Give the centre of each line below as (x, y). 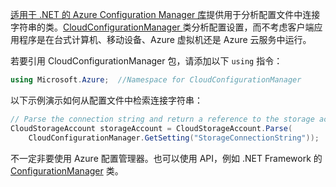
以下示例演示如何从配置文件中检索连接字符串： (106, 100)
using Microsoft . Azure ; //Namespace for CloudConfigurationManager (156, 80)
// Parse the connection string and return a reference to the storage (162, 119)
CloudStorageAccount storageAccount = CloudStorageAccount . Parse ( (151, 128)
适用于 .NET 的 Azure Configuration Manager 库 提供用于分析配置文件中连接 (165, 14)
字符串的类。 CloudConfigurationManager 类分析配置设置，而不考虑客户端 (162, 27)
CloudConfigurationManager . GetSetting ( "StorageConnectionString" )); (174, 138)
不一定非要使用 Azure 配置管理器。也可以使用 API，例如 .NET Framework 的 (166, 158)
